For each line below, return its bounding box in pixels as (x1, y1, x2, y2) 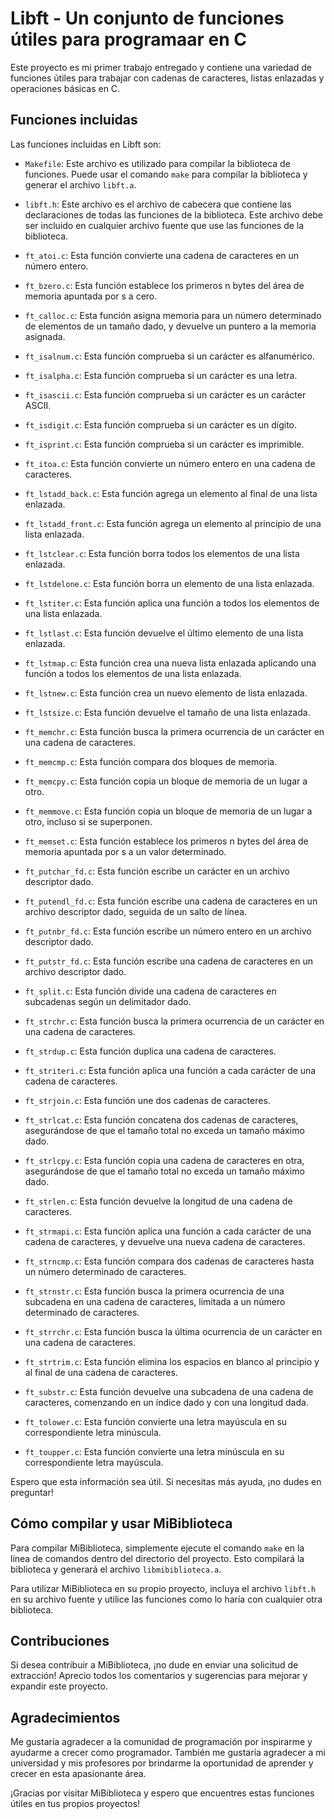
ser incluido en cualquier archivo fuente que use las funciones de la (24, 219, 305, 231)
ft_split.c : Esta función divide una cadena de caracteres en (24, 985, 277, 997)
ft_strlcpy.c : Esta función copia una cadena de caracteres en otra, (24, 1154, 305, 1166)
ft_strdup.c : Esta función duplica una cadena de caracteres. (24, 1045, 277, 1057)
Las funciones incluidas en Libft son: (10, 138, 162, 150)
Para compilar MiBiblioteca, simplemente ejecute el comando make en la (10, 1542, 305, 1554)
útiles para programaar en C (10, 28, 247, 51)
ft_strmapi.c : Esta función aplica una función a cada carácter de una (24, 1225, 312, 1237)
